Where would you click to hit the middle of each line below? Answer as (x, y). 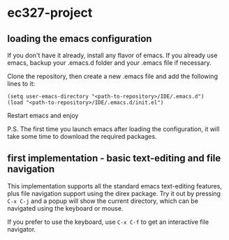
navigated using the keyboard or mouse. (65, 208)
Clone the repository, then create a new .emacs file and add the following (113, 76)
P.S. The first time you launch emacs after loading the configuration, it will (113, 129)
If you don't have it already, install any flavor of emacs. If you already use (112, 55)
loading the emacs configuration (80, 39)
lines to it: (21, 84)
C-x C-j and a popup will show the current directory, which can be (103, 201)
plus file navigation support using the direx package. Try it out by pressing (114, 193)
